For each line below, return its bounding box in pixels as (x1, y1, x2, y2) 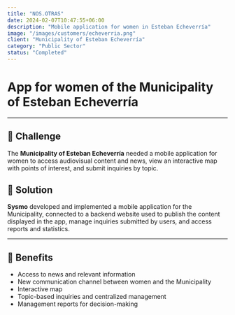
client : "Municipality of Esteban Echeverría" (7, 36, 145, 43)
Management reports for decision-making (17, 300, 138, 308)
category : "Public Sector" (7, 43, 86, 50)
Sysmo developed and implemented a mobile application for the (7, 203, 192, 211)
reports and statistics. (7, 225, 70, 233)
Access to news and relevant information (17, 270, 136, 279)
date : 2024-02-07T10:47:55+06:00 (7, 17, 105, 24)
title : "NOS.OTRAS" (7, 10, 64, 17)
